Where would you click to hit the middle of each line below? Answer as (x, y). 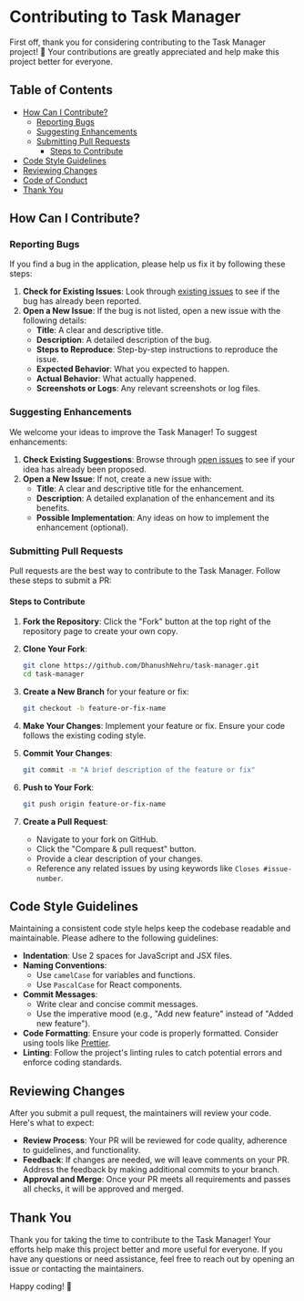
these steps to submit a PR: (61, 580)
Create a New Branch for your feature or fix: (106, 692)
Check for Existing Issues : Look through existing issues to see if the (151, 291)
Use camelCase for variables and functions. (116, 975)
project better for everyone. (61, 61)
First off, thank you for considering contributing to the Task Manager (138, 42)
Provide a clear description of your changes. (119, 859)
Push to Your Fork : (58, 787)
